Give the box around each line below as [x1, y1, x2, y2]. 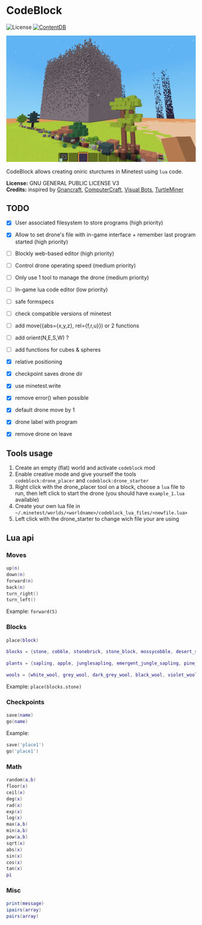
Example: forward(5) [6, 608, 58, 615]
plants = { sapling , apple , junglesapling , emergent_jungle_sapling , [6, 660, 182, 666]
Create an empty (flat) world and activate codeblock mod [14, 464, 155, 472]
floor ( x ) [6, 783, 28, 790]
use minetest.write [14, 383, 61, 390]
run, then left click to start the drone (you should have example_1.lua [14, 490, 185, 497]
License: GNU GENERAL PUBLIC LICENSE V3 [6, 179, 120, 186]
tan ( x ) [6, 865, 23, 872]
